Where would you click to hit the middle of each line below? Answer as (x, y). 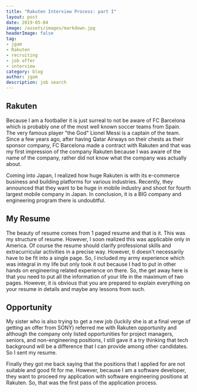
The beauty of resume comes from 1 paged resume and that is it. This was (96, 233)
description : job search (36, 83)
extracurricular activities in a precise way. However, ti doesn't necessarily (95, 251)
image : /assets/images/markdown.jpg (51, 28)
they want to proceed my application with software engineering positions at (97, 377)
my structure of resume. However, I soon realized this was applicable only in (98, 239)
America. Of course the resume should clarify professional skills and (89, 245)
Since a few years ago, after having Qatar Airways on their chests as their (95, 139)
